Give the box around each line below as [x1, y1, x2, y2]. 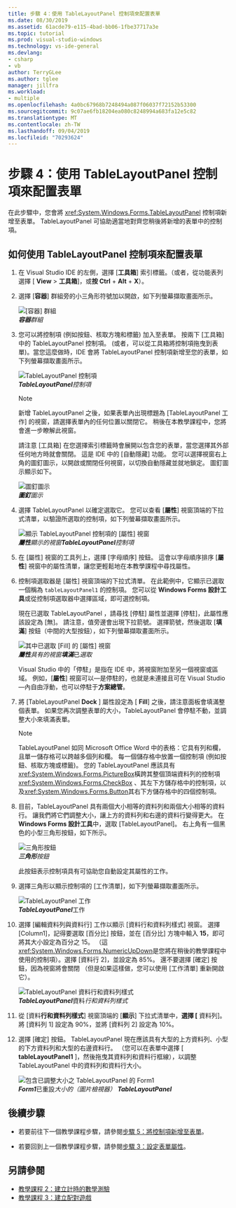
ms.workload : [8, 88, 46, 95]
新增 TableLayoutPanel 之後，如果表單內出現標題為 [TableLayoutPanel [18, 409, 221, 417]
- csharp [8, 56, 34, 63]
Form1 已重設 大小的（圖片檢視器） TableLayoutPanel [18, 1085, 172, 1093]
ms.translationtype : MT [8, 114, 78, 121]
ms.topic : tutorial [8, 29, 65, 37]
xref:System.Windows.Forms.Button [24, 787, 129, 796]
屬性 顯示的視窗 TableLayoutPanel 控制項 [18, 539, 134, 546]
